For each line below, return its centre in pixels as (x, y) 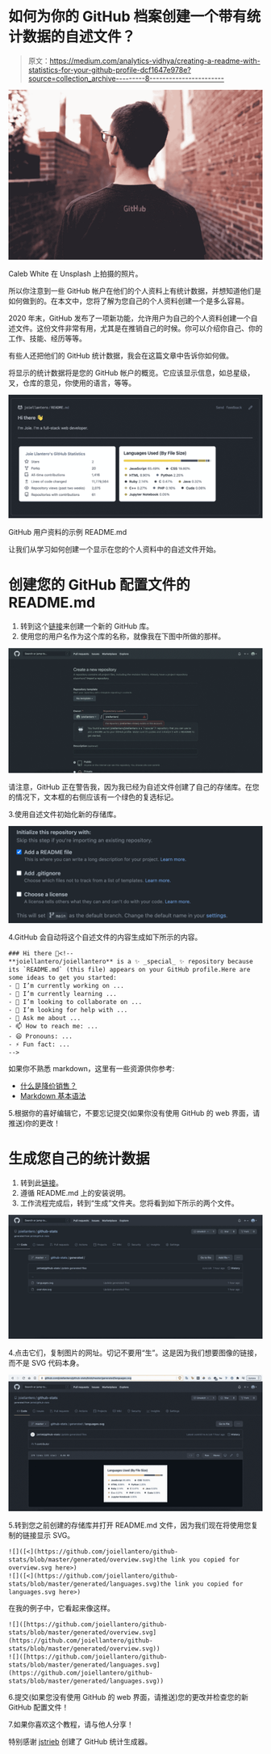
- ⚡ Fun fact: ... (39, 1044)
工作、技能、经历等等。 (47, 338)
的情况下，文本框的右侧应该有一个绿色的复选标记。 (93, 797)
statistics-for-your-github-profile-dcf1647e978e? (109, 70)
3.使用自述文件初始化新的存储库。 (65, 814)
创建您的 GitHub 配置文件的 (100, 585)
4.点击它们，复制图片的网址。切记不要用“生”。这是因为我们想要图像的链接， (135, 1353)
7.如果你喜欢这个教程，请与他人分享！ (71, 1725)
